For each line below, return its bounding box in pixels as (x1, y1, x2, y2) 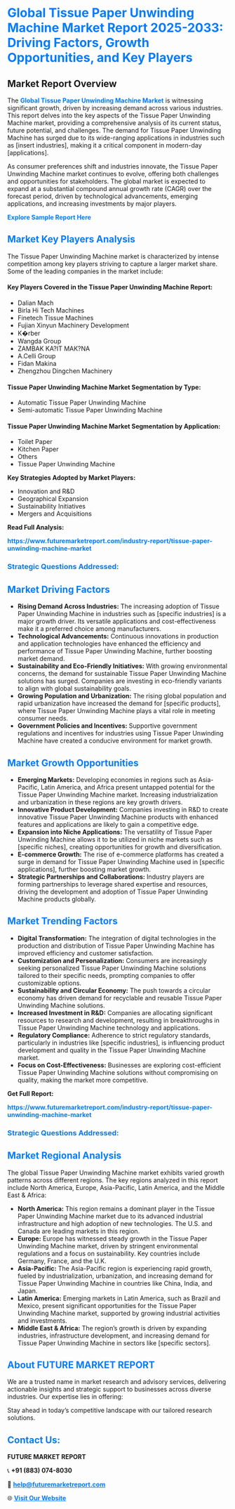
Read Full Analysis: (7, 523, 65, 532)
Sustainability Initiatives (17, 502, 86, 511)
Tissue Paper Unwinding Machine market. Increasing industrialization (17, 790, 218, 799)
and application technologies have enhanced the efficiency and (17, 639, 201, 648)
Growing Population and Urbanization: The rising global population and (17, 692, 227, 700)
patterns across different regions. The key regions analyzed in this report (7, 1175, 219, 1184)
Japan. (17, 1286, 38, 1295)
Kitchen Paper (17, 445, 59, 454)
